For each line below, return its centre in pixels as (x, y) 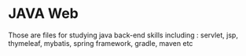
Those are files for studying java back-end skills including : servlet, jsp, (123, 35)
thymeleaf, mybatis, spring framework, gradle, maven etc (101, 43)
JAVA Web (43, 14)
